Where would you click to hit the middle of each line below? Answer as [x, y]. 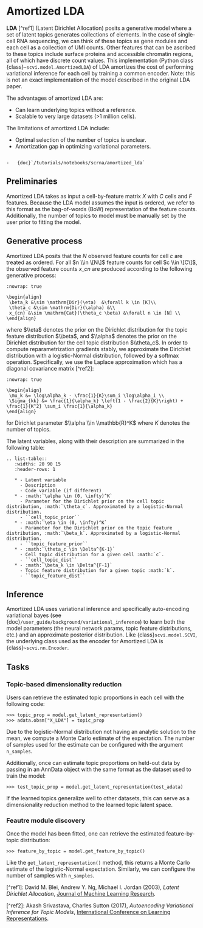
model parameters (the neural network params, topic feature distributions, [99, 629]
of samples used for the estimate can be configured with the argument [95, 745]
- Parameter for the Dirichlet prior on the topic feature [96, 528]
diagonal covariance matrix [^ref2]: [50, 368]
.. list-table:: [27, 459]
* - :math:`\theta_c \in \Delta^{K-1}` [65, 549]
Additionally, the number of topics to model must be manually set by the [96, 215]
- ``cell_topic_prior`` [50, 517]
